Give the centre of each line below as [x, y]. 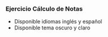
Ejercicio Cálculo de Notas [44, 9]
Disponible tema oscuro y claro [52, 28]
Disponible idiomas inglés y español [58, 22]
